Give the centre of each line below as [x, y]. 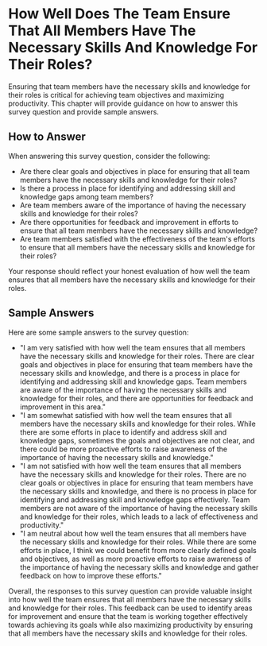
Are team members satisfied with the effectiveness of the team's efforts [137, 238]
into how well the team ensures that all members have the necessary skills [130, 599]
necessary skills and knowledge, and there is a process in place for [130, 373]
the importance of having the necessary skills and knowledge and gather [139, 567]
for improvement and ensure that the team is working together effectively [128, 616]
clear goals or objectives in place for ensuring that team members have [136, 482]
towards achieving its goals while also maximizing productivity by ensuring [131, 625]
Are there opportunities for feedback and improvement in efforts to [129, 222]
